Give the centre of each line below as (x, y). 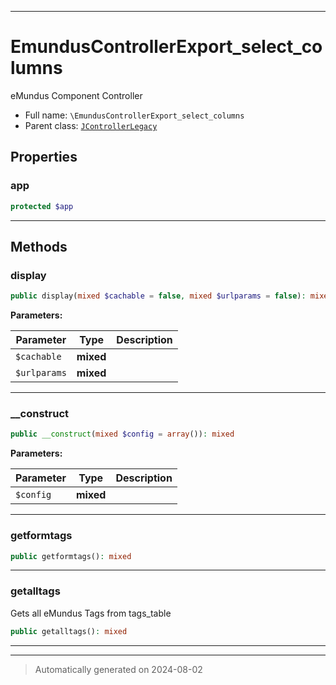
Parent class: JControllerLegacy (91, 125)
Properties (44, 157)
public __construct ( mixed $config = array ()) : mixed (122, 434)
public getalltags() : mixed (69, 631)
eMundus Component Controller (76, 95)
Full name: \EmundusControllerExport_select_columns (134, 115)
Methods (39, 246)
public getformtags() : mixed (71, 556)
